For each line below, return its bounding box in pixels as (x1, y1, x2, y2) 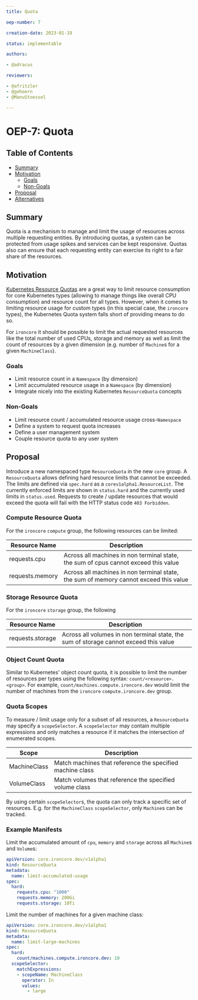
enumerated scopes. (6, 735, 57, 742)
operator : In (21, 977, 54, 983)
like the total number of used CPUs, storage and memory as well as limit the (6, 335, 190, 342)
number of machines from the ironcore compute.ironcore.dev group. (6, 688, 173, 695)
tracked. (6, 811, 27, 818)
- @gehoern (6, 88, 33, 94)
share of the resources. (6, 253, 63, 260)
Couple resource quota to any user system (14, 435, 118, 442)
